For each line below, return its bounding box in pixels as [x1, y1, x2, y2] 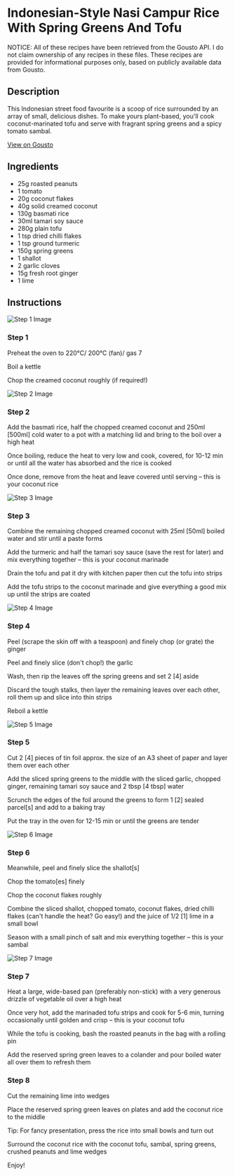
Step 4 [7, 621, 30, 631]
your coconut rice [7, 479, 59, 488]
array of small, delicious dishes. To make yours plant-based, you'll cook [7, 112, 215, 120]
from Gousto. [7, 65, 46, 74]
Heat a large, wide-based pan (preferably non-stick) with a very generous [7, 987, 221, 996]
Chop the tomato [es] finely [7, 877, 86, 886]
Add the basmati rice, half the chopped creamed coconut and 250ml [7, 422, 206, 431]
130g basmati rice [17, 209, 69, 218]
